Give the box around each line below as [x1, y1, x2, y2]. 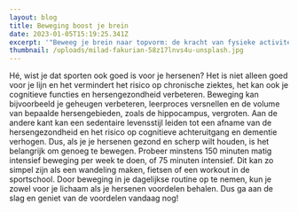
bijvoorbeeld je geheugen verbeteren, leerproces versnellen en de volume [9, 98, 280, 109]
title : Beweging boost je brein [9, 21, 129, 30]
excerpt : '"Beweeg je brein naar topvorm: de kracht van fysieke [9, 37, 255, 47]
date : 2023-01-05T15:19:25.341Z [9, 29, 129, 38]
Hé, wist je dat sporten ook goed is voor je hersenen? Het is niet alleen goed [9, 70, 288, 81]
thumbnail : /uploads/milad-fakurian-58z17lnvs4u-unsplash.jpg [9, 46, 244, 55]
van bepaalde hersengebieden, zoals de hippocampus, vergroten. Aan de [9, 108, 278, 119]
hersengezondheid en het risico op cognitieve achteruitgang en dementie [9, 127, 278, 137]
